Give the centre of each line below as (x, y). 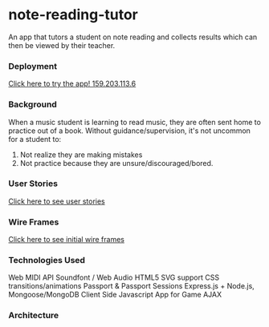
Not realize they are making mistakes (81, 155)
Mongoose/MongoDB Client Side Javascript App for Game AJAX (115, 295)
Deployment (33, 66)
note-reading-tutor (73, 15)
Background (33, 104)
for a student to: (35, 139)
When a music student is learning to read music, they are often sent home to (134, 122)
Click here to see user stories (57, 201)
